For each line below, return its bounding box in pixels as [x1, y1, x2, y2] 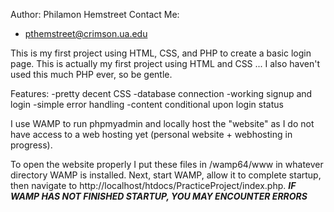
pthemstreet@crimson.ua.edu [24, 28, 148, 39]
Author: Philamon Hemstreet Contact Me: [10, 9, 180, 20]
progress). [10, 139, 53, 151]
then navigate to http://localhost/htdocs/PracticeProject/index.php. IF [10, 180, 297, 191]
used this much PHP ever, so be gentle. [10, 69, 173, 80]
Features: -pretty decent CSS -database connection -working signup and [10, 88, 313, 99]
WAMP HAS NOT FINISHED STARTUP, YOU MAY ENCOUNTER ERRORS [10, 190, 308, 202]
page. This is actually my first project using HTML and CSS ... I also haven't [10, 58, 320, 69]
